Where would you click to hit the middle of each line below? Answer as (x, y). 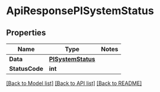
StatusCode (26, 69)
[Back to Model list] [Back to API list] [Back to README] (74, 83)
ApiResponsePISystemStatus (80, 11)
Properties (26, 33)
